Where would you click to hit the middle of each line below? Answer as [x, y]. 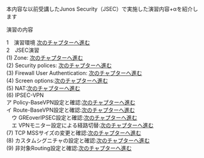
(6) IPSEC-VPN [25, 95]
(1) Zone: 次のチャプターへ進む [45, 58]
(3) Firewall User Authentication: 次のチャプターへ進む [74, 73]
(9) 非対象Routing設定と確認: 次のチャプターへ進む [69, 148]
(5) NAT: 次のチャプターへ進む [43, 88]
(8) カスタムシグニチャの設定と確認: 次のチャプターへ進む [78, 140]
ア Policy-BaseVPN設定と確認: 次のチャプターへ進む [71, 102]
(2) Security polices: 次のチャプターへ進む [59, 65]
